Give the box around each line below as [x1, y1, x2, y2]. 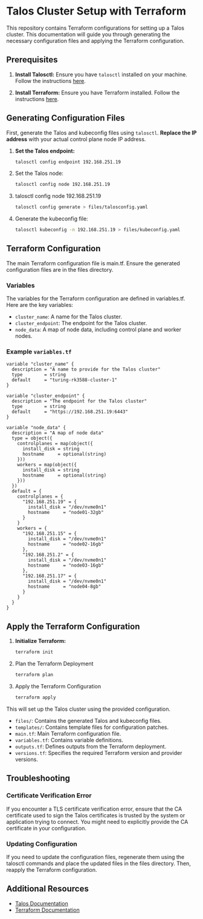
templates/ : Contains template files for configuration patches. [14, 723, 169, 731]
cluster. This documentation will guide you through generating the [6, 30, 170, 38]
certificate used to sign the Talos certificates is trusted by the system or [6, 811, 185, 819]
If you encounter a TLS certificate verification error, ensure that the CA [6, 805, 182, 812]
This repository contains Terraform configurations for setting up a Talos [6, 24, 184, 31]
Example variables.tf [6, 348, 72, 356]
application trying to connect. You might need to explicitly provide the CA [6, 818, 188, 825]
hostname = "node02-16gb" [28, 541, 104, 547]
